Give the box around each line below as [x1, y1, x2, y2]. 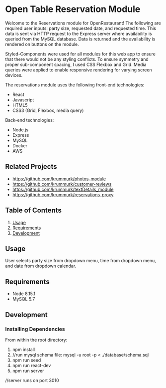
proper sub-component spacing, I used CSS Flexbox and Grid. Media [5, 61, 147, 67]
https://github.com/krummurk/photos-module [12, 176, 106, 182]
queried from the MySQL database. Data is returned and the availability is [5, 36, 156, 42]
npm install [12, 346, 35, 353]
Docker [12, 142, 28, 148]
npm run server [12, 368, 44, 374]
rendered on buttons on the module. [5, 41, 80, 47]
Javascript [12, 96, 34, 103]
